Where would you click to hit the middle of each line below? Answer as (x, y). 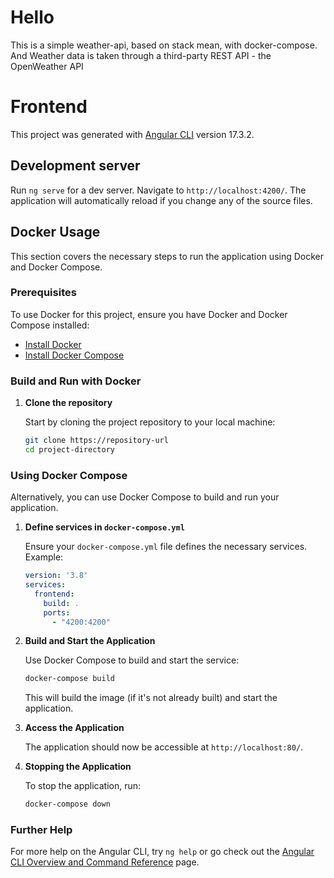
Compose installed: (50, 325)
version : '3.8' (56, 576)
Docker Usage (55, 232)
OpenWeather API (47, 66)
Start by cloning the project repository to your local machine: (150, 422)
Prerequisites (43, 293)
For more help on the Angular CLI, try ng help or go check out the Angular (162, 852)
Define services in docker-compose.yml (104, 527)
